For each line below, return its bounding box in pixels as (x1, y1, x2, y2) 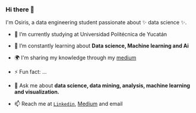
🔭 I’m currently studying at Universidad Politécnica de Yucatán (14, 31, 167, 38)
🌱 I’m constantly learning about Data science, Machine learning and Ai (14, 42, 189, 49)
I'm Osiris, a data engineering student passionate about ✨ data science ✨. (5, 19, 187, 26)
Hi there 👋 (5, 5, 35, 14)
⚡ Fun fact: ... (14, 68, 47, 76)
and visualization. (14, 89, 60, 96)
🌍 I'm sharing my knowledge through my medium (14, 54, 137, 61)
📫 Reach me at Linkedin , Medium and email (14, 101, 123, 108)
